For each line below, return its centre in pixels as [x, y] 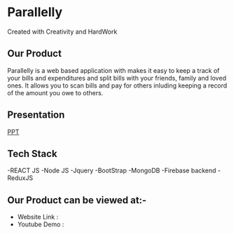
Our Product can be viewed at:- [77, 200]
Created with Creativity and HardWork [62, 32]
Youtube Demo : [41, 224]
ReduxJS [20, 178]
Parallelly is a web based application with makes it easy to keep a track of [113, 70]
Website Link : [38, 217]
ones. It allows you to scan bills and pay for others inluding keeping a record [117, 85]
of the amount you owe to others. [55, 92]
